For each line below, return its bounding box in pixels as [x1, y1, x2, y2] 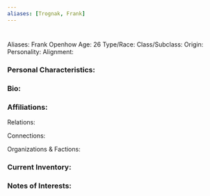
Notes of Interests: [7, 181, 72, 190]
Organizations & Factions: [7, 145, 81, 153]
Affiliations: [7, 102, 48, 112]
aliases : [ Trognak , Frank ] [7, 10, 86, 17]
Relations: [7, 117, 36, 126]
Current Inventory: [7, 162, 72, 172]
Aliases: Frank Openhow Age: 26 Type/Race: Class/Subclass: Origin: [7, 40, 204, 49]
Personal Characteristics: [7, 65, 95, 74]
